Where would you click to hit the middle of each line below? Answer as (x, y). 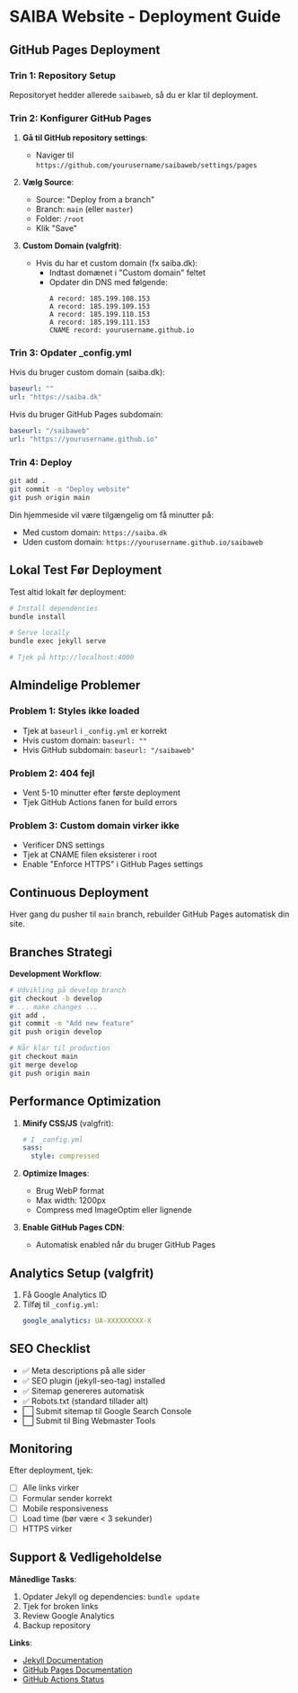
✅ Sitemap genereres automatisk (83, 1391)
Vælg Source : (48, 183)
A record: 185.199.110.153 (100, 315)
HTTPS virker (47, 1528)
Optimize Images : (56, 1173)
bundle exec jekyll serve (57, 641)
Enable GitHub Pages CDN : (73, 1227)
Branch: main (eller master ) (84, 210)
